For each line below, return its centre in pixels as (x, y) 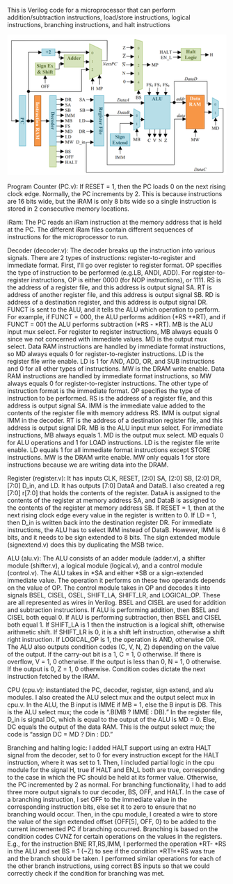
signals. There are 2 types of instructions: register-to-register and (102, 258)
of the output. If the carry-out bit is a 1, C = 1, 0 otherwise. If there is (104, 654)
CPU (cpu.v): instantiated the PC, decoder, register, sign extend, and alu (110, 690)
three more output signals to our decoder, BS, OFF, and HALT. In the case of (116, 792)
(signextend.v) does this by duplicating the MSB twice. (86, 545)
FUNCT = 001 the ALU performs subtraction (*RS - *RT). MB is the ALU (110, 324)
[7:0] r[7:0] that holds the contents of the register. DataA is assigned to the (114, 493)
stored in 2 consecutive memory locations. (69, 209)
